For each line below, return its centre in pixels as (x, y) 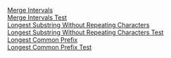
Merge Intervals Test (37, 17)
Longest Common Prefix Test (50, 47)
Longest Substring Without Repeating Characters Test (85, 32)
